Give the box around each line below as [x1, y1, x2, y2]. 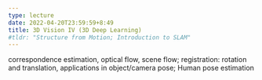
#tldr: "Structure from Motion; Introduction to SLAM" [8, 33, 191, 42]
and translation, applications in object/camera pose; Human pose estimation [8, 64, 255, 73]
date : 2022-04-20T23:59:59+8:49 [8, 19, 114, 27]
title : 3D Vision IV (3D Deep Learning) [8, 26, 143, 34]
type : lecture [8, 11, 55, 20]
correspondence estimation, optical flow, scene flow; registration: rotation [8, 55, 247, 64]
